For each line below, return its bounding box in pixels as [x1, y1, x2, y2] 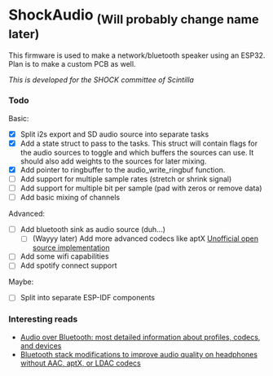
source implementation [32, 243, 110, 253]
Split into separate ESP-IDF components [20, 293, 156, 303]
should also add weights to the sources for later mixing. [20, 156, 207, 166]
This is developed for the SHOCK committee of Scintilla [8, 75, 194, 85]
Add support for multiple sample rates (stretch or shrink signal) [20, 174, 232, 184]
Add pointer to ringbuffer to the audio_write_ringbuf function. [20, 164, 226, 174]
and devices [20, 340, 62, 351]
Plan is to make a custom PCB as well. [8, 59, 136, 68]
